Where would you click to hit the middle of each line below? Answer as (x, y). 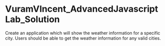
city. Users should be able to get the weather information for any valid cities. (83, 38)
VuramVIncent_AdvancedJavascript (82, 9)
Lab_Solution (33, 19)
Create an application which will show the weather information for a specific (83, 33)
